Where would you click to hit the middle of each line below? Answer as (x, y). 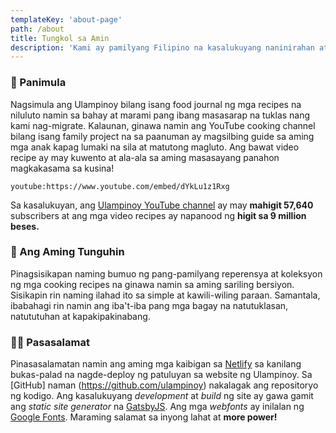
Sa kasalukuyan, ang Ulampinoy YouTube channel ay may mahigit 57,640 (162, 205)
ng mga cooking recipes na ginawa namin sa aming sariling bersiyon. (152, 284)
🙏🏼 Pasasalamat (50, 342)
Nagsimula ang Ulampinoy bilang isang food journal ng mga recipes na (156, 104)
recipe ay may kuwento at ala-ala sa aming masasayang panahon (145, 157)
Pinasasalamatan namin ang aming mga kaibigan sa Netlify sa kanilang (156, 364)
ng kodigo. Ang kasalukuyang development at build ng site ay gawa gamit (162, 396)
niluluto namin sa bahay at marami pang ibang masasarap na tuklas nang (160, 115)
